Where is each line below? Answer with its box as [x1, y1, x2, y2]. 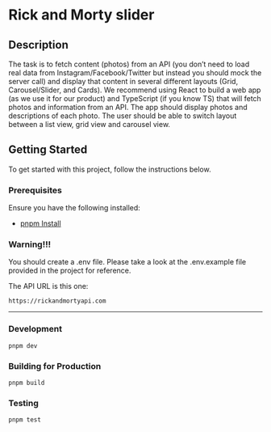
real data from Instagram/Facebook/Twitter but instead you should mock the [8, 68, 262, 78]
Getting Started [8, 143, 88, 157]
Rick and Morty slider [8, 6, 155, 24]
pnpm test [8, 416, 42, 424]
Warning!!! [8, 239, 52, 250]
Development [8, 324, 63, 335]
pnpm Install [19, 218, 62, 228]
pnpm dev [8, 341, 38, 349]
